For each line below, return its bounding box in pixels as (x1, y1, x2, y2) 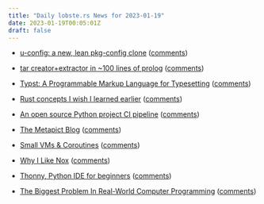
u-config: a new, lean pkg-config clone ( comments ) (19, 48, 189, 58)
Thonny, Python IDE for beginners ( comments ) (19, 171, 172, 181)
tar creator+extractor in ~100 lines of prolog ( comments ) (19, 64, 205, 73)
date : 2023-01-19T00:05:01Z (8, 19, 101, 27)
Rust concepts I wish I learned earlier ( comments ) (19, 94, 183, 104)
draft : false (8, 26, 52, 34)
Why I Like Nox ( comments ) (19, 156, 111, 165)
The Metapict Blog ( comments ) (19, 125, 121, 135)
